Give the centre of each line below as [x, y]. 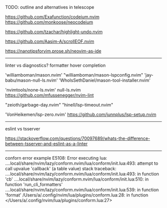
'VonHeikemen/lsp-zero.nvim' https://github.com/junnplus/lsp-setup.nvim [81, 114]
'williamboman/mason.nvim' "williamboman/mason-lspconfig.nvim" [74, 75]
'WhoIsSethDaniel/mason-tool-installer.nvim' [105, 80]
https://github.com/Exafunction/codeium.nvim [52, 17]
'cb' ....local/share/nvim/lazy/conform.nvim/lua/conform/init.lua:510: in [77, 179]
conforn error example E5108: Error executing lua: [56, 158]
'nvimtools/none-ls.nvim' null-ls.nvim [43, 90]
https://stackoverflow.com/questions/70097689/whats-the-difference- [78, 138]
